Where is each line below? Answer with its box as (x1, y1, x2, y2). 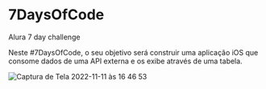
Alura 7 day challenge (8, 32, 81, 42)
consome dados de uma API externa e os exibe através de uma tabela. (8, 56, 243, 66)
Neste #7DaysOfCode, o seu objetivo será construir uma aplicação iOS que (8, 47, 259, 57)
